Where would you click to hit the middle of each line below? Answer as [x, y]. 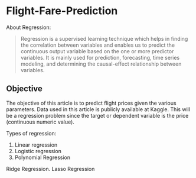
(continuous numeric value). [40, 122]
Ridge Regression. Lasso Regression [50, 169]
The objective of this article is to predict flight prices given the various [91, 103]
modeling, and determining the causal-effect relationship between [101, 64]
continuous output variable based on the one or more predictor [97, 51]
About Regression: [29, 27]
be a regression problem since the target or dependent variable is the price [97, 115]
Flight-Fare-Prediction [62, 11]
